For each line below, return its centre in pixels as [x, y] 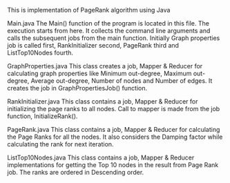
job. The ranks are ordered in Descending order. [76, 172]
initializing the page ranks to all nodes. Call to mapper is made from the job [114, 109]
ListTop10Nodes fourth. [40, 52]
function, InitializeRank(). [42, 116]
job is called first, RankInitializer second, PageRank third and [93, 45]
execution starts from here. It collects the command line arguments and [109, 31]
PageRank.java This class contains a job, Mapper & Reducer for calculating [114, 129]
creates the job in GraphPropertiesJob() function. [77, 88]
